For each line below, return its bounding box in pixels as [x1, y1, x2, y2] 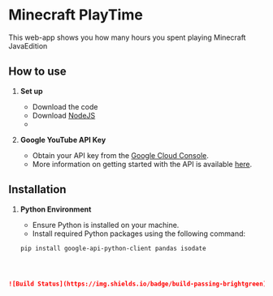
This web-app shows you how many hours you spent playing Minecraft [8, 32, 246, 42]
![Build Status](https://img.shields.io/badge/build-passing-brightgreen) [8, 280, 267, 288]
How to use [8, 65, 67, 79]
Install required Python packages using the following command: [32, 229, 246, 238]
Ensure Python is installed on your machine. [32, 220, 180, 230]
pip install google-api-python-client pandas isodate [19, 244, 206, 252]
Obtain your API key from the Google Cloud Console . [32, 150, 209, 160]
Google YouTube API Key [19, 135, 106, 144]
